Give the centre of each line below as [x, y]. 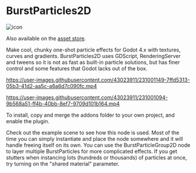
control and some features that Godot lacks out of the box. [77, 68]
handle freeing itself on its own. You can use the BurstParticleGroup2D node [98, 145]
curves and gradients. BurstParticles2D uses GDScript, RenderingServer [93, 56]
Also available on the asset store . [46, 38]
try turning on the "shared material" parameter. [63, 164]
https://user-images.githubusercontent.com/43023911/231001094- [87, 97]
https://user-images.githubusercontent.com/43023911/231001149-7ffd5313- [98, 80]
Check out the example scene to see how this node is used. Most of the [93, 133]
